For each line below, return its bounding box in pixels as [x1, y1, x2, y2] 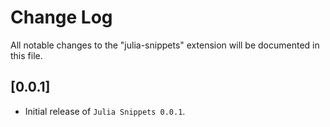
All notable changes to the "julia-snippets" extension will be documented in [10, 39, 320, 51]
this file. [10, 49, 43, 61]
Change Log [10, 6, 113, 29]
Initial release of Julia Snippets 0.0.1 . [24, 105, 186, 117]
